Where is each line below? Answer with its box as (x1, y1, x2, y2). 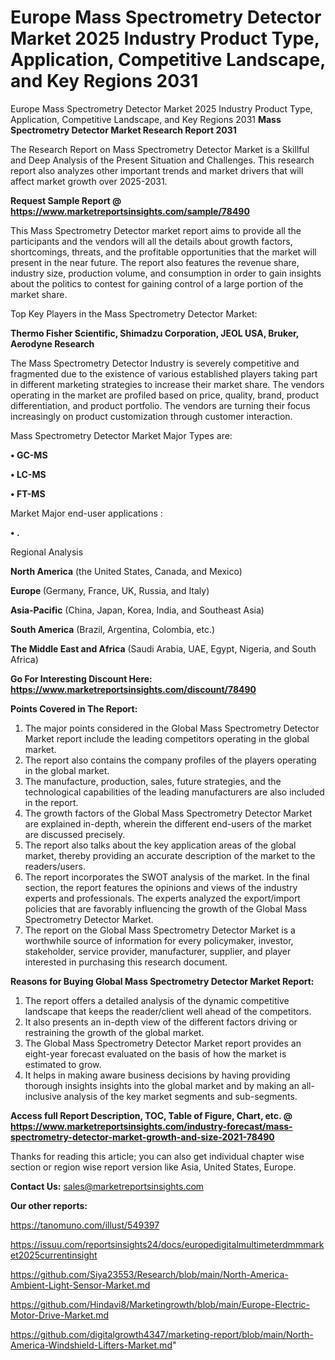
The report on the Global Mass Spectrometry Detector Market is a (24, 924, 296, 936)
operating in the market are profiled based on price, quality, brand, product (10, 389, 320, 401)
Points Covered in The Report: (10, 702, 138, 715)
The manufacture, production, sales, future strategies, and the (24, 775, 282, 787)
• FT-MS (10, 487, 46, 500)
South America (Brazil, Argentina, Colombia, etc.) (10, 623, 216, 635)
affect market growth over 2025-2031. (10, 175, 168, 187)
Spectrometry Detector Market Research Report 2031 (10, 124, 237, 136)
